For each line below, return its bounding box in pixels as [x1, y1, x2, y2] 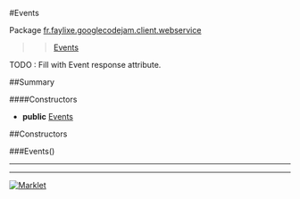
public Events [21, 112, 74, 121]
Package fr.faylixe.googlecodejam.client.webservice [9, 25, 202, 35]
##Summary [9, 77, 55, 87]
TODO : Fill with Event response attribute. [9, 60, 162, 70]
